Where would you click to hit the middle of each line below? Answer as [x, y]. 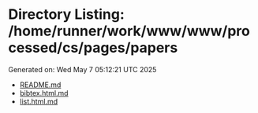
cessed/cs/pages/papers [93, 48]
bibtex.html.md [44, 93]
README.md [40, 85]
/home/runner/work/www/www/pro [129, 31]
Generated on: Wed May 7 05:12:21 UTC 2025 [82, 69]
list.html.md [38, 101]
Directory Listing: [66, 15]
